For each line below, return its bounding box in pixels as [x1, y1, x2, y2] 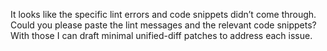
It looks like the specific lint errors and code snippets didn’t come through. [10, 9, 317, 20]
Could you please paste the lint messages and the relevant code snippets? [10, 19, 317, 31]
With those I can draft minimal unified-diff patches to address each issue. [10, 30, 313, 41]
